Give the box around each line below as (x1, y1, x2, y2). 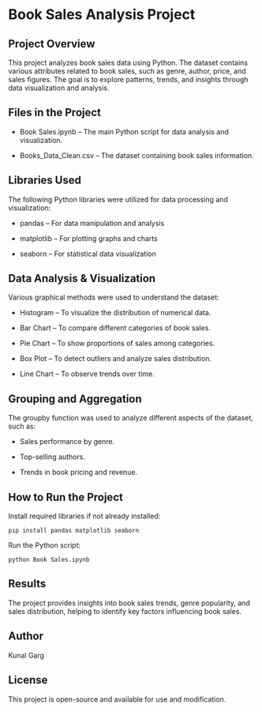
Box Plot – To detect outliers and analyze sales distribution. (19, 354, 211, 364)
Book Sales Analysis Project (8, 6, 196, 24)
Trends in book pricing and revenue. (19, 468, 138, 477)
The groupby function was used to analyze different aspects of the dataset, (8, 413, 254, 423)
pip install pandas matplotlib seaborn (8, 527, 140, 535)
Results (8, 577, 47, 590)
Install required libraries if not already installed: (8, 511, 161, 521)
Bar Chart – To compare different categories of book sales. (19, 323, 211, 333)
